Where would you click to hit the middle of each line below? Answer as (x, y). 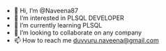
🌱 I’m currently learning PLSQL (58, 25)
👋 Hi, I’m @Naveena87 (46, 11)
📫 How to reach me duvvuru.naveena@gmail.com (86, 40)
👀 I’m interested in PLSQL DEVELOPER (69, 18)
